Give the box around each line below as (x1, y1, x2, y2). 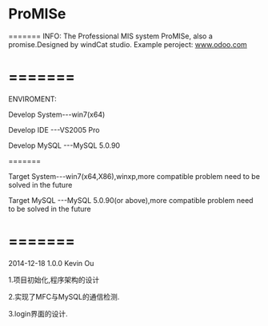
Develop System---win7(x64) (8, 109, 106, 119)
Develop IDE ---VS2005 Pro (8, 125, 100, 134)
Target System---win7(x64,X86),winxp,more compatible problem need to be (8, 171, 260, 181)
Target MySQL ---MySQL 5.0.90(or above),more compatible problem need (8, 195, 254, 205)
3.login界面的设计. (8, 308, 68, 318)
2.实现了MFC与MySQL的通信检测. (8, 292, 120, 301)
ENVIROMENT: (8, 93, 58, 104)
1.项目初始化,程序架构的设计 (8, 275, 100, 284)
